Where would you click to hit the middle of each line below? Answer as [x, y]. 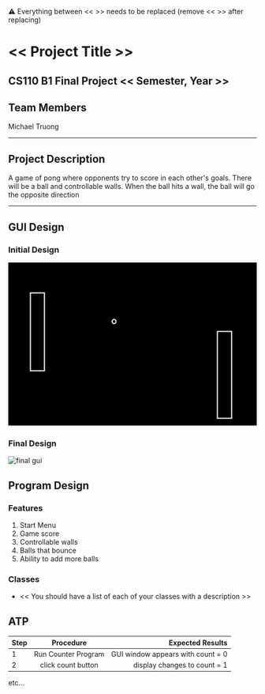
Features [26, 507]
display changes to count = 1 [180, 665]
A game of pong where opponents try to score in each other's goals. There [130, 178]
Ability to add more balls [59, 559]
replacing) [25, 20]
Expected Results [198, 643]
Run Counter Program [69, 654]
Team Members [47, 107]
